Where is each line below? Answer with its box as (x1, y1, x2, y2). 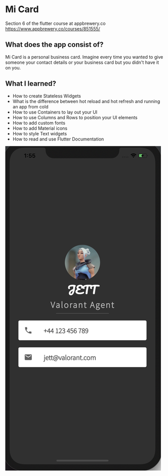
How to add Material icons (12, 125, 68, 131)
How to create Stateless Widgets (12, 93, 81, 99)
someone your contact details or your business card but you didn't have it (5, 59, 159, 65)
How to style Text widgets (12, 130, 67, 136)
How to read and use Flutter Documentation (12, 136, 104, 142)
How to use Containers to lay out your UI (12, 109, 98, 115)
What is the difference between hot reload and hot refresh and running (12, 98, 160, 104)
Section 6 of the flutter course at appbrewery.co (5, 20, 106, 26)
